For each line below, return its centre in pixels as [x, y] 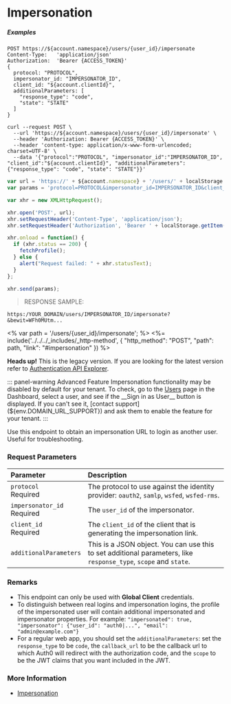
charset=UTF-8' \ [32, 152]
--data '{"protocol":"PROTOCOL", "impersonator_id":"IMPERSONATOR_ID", [118, 157]
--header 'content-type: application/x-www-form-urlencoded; [103, 145]
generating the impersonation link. [143, 533]
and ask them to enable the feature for [158, 411]
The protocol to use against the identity [151, 486]
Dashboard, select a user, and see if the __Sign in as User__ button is [104, 397]
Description [107, 475]
